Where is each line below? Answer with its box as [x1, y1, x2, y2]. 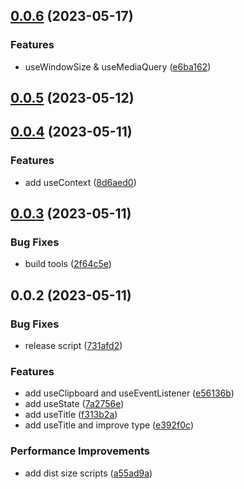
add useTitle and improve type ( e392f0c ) [24, 419, 195, 431]
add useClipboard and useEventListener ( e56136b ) [24, 387, 235, 399]
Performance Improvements [10, 444, 151, 458]
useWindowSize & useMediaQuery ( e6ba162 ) [24, 60, 212, 73]
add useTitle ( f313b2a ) [24, 409, 118, 421]
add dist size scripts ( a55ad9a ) [24, 467, 153, 479]
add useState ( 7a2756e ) [24, 398, 125, 410]
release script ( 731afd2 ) [24, 340, 123, 352]
